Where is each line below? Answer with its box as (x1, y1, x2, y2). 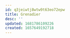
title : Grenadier (5, 12, 41, 17)
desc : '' (5, 16, 23, 21)
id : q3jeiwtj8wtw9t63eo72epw (5, 7, 65, 12)
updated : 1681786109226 (5, 21, 54, 26)
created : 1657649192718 (5, 26, 54, 31)
